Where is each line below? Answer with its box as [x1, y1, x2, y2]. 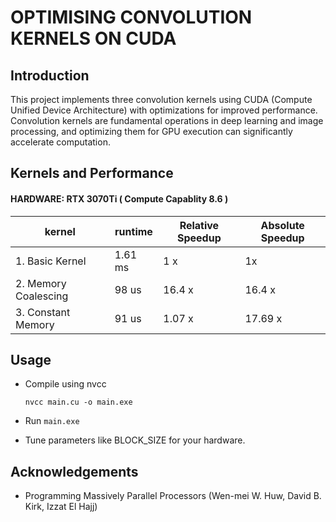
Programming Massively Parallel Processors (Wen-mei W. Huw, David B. [24, 490, 322, 502]
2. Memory [15, 276, 67, 290]
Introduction [10, 67, 90, 84]
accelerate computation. [10, 136, 111, 148]
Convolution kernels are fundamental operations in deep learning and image [10, 115, 324, 126]
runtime [114, 224, 153, 238]
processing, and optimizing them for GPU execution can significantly [10, 126, 293, 137]
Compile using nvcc [24, 378, 107, 390]
